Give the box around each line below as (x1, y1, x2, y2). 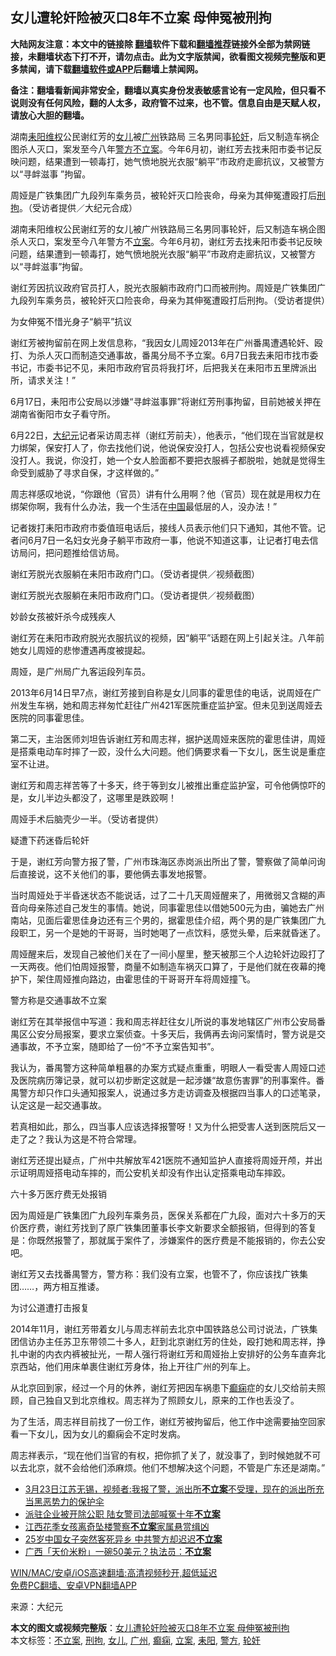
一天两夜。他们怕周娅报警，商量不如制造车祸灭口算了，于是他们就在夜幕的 (10, 960, 317, 972)
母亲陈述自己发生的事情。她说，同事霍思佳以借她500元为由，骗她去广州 (27, 901, 325, 913)
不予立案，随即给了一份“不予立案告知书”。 (44, 1040, 220, 1052)
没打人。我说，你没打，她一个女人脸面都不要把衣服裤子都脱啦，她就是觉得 (10, 454, 317, 466)
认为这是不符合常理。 (53, 1133, 142, 1145)
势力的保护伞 (51, 1495, 105, 1507)
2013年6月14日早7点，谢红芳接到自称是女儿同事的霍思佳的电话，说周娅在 (10, 686, 313, 698)
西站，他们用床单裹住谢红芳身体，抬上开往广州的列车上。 (18, 1360, 256, 1372)
